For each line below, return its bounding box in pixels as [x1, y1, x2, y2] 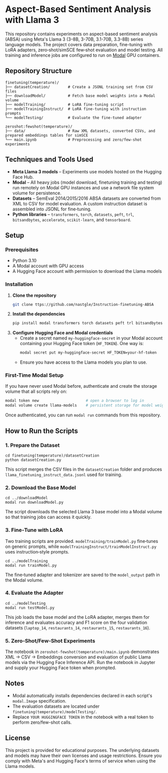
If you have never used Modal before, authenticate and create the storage [5, 383, 157, 389]
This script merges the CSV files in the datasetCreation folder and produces [5, 466, 162, 472]
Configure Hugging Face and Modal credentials [12, 330, 113, 336]
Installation [5, 281, 33, 288]
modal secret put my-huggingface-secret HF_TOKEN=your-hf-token [19, 350, 157, 355]
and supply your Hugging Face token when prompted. [5, 665, 116, 671]
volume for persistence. [12, 190, 61, 196]
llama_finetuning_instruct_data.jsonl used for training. [5, 471, 122, 478]
